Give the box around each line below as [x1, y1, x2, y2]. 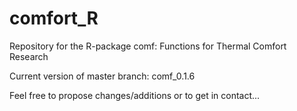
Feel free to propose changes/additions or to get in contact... [9, 89, 261, 101]
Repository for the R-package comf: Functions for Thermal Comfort [9, 40, 287, 52]
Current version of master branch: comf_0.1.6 [9, 70, 196, 82]
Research [9, 50, 49, 62]
